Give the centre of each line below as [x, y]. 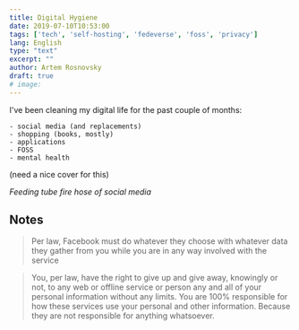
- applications [38, 142]
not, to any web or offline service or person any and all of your [146, 287]
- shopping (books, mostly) [62, 134]
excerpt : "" [31, 59]
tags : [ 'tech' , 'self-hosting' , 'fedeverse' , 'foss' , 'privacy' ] [134, 34]
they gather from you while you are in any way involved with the [149, 251]
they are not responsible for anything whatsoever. [123, 316]
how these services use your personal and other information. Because [161, 307]
